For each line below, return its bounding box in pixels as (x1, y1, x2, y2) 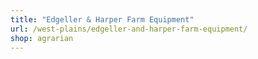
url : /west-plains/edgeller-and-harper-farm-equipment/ (10, 24, 248, 34)
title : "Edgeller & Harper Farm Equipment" (10, 14, 195, 25)
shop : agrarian (10, 33, 74, 43)
